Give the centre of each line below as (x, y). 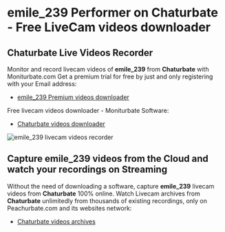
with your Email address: (42, 84)
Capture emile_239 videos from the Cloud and (108, 159)
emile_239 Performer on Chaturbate (113, 13)
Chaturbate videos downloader (61, 124)
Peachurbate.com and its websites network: (69, 208)
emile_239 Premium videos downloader (73, 97)
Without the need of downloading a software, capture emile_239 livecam (111, 186)
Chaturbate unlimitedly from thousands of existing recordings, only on (107, 200)
